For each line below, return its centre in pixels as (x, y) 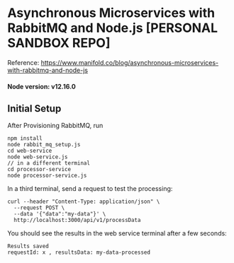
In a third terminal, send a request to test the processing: (90, 189)
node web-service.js (38, 157)
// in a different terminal (49, 163)
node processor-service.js (47, 176)
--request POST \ (39, 208)
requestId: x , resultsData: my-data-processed (79, 252)
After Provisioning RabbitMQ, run (55, 126)
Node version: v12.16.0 (41, 86)
